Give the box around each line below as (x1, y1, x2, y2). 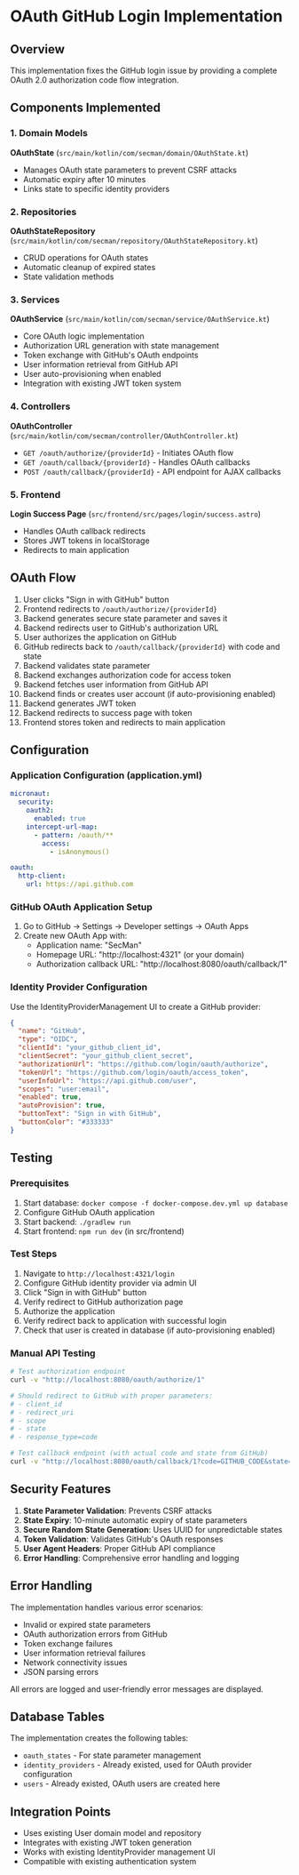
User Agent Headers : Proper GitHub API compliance (22, 1542, 216, 1553)
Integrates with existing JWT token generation (22, 1838, 193, 1848)
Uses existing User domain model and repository (22, 1828, 202, 1839)
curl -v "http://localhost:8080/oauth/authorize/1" (10, 1375, 205, 1384)
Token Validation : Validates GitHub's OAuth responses (22, 1534, 224, 1544)
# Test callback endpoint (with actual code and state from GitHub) (10, 1449, 269, 1458)
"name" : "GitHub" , (18, 1027, 87, 1036)
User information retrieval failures (22, 1647, 146, 1658)
